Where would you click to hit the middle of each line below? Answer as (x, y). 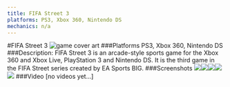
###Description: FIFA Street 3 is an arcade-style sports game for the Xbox (113, 53)
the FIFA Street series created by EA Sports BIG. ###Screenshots (100, 69)
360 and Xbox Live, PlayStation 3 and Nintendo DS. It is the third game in (111, 60)
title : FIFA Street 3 (38, 13)
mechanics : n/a (29, 26)
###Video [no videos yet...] (55, 77)
